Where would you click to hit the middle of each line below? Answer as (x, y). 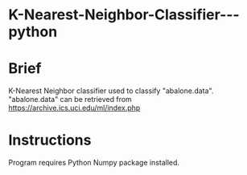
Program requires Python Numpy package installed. (94, 163)
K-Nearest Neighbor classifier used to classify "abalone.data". (111, 91)
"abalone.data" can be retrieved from (70, 100)
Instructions (50, 140)
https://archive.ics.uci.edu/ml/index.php (74, 108)
